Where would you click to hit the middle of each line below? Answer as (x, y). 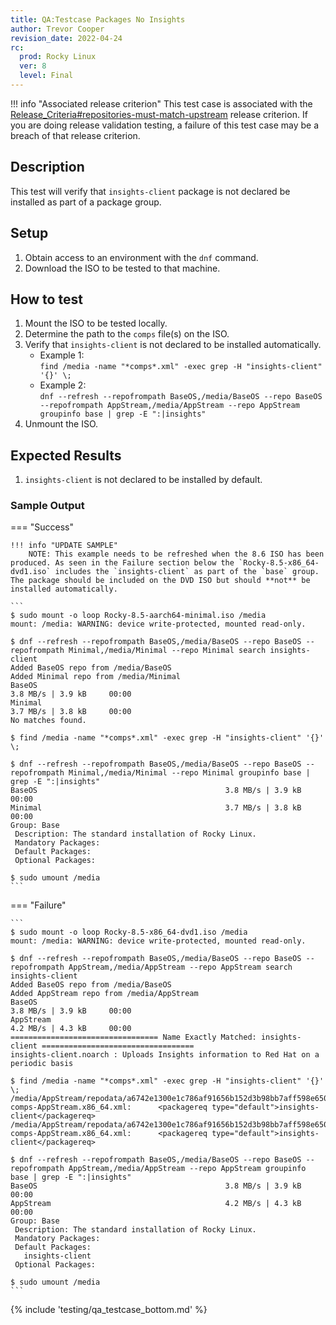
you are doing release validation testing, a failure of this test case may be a (165, 125)
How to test (46, 299)
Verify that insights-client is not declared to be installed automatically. (173, 345)
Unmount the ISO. (61, 424)
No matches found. (48, 721)
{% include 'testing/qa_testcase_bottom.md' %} (109, 1310)
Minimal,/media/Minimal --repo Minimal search (167, 651)
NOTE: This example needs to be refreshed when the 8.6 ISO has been (176, 554)
